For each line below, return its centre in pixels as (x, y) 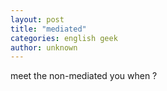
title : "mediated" (48, 29)
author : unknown (44, 47)
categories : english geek (64, 38)
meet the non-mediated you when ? (84, 76)
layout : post (37, 19)
